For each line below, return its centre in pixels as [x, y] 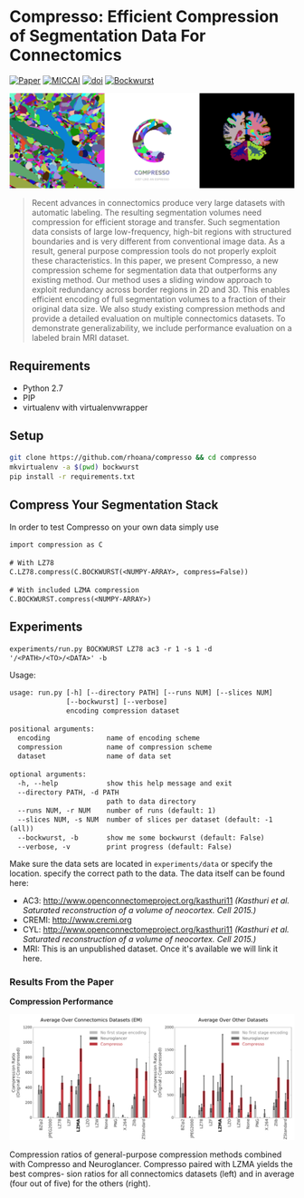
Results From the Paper [62, 981]
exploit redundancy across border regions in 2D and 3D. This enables [161, 289]
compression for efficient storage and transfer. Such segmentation [156, 222]
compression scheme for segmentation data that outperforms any [154, 270]
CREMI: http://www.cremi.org [77, 920]
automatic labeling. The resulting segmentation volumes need [147, 212]
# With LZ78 [32, 563]
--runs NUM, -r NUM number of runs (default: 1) [117, 810]
